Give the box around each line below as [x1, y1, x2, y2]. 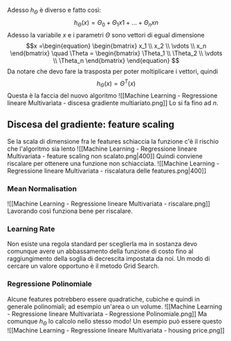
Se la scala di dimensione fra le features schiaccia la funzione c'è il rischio [7, 137, 219, 145]
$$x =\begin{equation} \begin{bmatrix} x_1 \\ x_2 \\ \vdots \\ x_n [26, 42, 207, 50]
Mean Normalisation [7, 183, 77, 193]
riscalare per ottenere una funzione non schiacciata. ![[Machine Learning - [7, 159, 220, 167]
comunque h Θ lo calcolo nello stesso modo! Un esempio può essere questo [7, 317, 223, 327]
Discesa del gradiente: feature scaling [7, 119, 175, 131]
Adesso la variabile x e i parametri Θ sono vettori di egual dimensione [7, 30, 205, 39]
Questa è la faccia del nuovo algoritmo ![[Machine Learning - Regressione [7, 91, 218, 100]
